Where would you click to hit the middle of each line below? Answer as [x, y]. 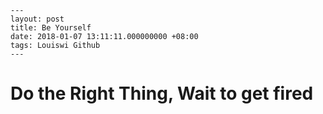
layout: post [37, 19]
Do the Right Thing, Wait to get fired [162, 93]
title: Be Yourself [51, 28]
